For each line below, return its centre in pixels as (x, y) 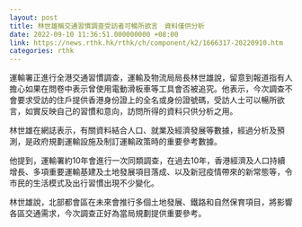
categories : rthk (42, 51)
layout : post (34, 17)
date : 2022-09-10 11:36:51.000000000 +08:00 (94, 34)
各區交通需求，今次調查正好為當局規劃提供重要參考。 (108, 214)
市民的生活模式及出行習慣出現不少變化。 (84, 183)
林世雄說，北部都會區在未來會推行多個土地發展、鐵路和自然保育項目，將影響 (151, 202)
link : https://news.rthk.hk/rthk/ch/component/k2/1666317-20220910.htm (146, 43)
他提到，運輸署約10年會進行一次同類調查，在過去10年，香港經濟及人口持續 (147, 161)
